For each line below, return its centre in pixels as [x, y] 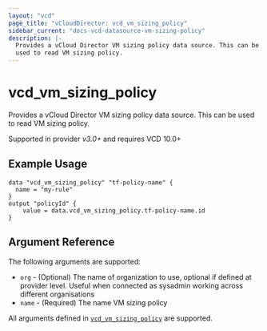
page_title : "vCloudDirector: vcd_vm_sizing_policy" [98, 23]
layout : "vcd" [32, 16]
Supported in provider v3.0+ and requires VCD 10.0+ [95, 139]
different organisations [57, 294]
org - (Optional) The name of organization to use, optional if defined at [135, 277]
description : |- [35, 38]
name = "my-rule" [44, 189]
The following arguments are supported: [75, 261]
